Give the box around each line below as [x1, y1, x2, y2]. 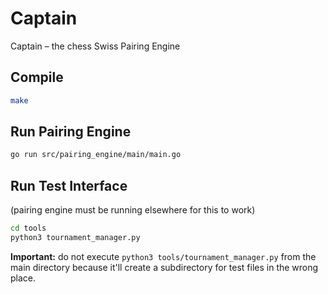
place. [10, 272, 37, 284]
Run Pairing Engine [10, 123, 132, 141]
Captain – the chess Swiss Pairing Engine [10, 40, 181, 52]
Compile [10, 69, 64, 86]
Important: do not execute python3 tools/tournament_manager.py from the [10, 250, 317, 262]
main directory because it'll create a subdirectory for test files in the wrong [10, 261, 319, 273]
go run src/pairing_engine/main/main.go [10, 150, 182, 160]
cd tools [10, 223, 47, 234]
